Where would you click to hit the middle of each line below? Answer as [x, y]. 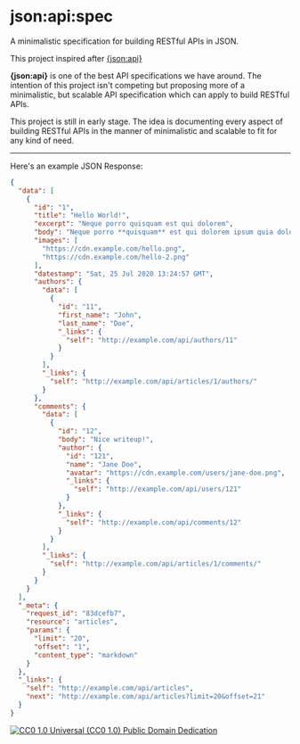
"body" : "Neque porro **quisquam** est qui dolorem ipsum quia [154, 232]
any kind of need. [42, 140]
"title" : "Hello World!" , [81, 216]
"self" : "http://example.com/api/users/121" [158, 489]
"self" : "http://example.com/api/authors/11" [152, 340]
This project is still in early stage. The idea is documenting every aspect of [146, 121]
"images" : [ [56, 241]
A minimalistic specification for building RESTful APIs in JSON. [125, 41]
